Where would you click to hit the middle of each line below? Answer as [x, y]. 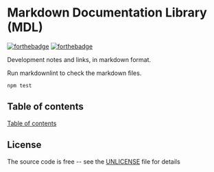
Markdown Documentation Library [107, 13]
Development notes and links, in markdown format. [79, 59]
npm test [20, 85]
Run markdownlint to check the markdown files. [74, 73]
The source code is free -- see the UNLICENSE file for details [94, 161]
